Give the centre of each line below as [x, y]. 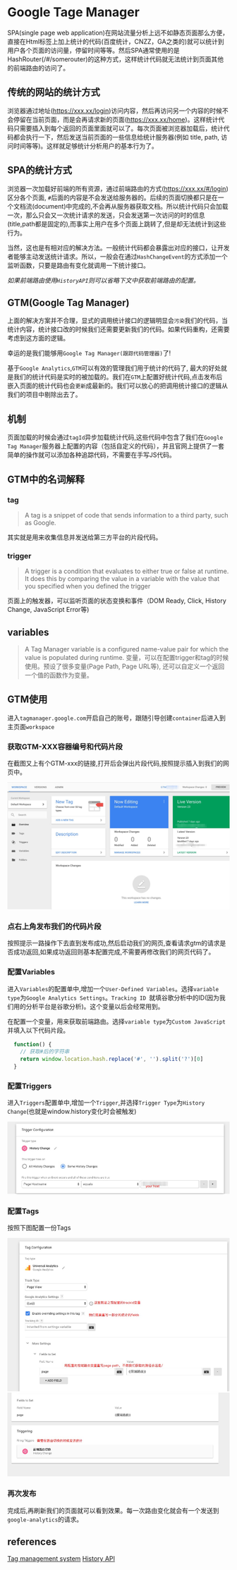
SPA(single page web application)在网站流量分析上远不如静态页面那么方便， [118, 32]
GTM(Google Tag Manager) [68, 303]
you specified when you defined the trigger [87, 587]
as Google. [40, 522]
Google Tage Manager [73, 12]
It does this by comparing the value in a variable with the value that [122, 579]
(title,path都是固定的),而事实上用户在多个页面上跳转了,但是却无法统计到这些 [117, 223]
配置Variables [31, 972]
